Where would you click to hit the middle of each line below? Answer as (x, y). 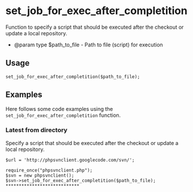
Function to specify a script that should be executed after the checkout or (95, 27)
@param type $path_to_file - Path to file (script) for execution (88, 45)
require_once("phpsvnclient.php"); (49, 170)
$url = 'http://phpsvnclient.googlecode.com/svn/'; (70, 160)
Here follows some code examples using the (59, 109)
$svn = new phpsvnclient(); (40, 175)
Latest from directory (36, 130)
